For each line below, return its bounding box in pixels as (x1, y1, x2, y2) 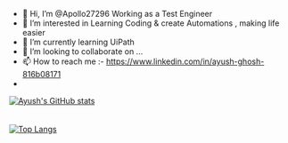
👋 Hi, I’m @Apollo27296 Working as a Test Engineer (21, 9, 212, 19)
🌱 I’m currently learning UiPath (21, 36, 136, 47)
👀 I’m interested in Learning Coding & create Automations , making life (21, 18, 280, 28)
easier (21, 28, 46, 37)
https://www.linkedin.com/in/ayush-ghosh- (105, 56, 265, 67)
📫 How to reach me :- (21, 56, 104, 67)
